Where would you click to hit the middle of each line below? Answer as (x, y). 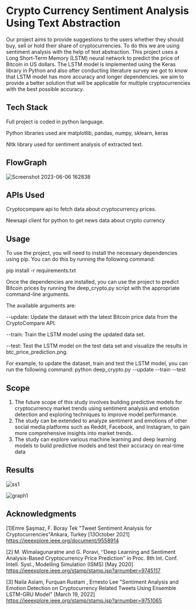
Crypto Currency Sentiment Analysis (97, 11)
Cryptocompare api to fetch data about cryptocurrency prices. (81, 209)
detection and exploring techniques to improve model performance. (96, 414)
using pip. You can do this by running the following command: (80, 259)
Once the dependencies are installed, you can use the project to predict (93, 282)
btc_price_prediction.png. (37, 352)
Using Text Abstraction (63, 23)
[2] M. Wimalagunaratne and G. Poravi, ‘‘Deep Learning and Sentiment (91, 552)
